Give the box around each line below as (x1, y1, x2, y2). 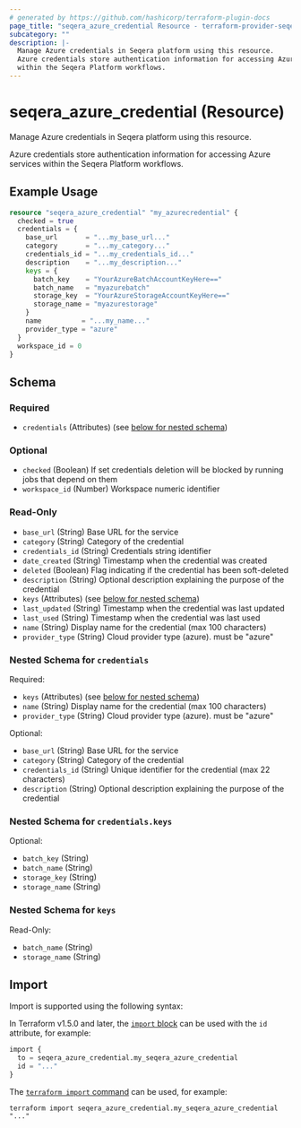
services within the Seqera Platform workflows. (9, 158, 184, 169)
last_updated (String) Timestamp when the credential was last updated (21, 603, 285, 613)
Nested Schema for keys (9, 904, 116, 916)
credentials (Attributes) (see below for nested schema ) (21, 422, 228, 433)
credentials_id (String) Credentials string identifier (21, 545, 212, 556)
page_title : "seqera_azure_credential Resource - (9, 22, 199, 30)
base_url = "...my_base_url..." (25, 233, 170, 242)
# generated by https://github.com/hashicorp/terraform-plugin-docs (9, 13, 271, 22)
